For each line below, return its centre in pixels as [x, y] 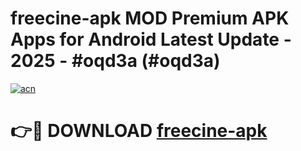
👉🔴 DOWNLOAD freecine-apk [139, 131]
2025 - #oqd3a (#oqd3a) [115, 61]
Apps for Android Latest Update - [151, 39]
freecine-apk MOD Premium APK [150, 18]
